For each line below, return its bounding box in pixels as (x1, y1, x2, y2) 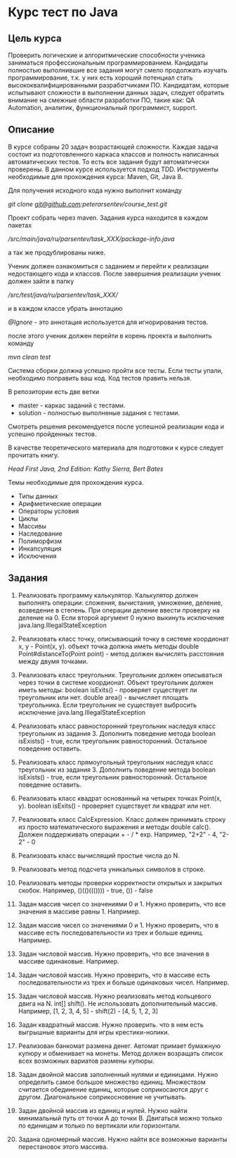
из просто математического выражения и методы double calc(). (18, 823, 211, 831)
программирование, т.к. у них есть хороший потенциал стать (8, 73, 193, 82)
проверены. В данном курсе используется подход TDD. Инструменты (8, 165, 218, 173)
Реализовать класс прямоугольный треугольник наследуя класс (18, 758, 214, 766)
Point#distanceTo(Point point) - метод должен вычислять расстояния (18, 649, 224, 658)
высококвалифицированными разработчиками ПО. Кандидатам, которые (8, 81, 229, 89)
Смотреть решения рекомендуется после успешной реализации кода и (8, 422, 224, 431)
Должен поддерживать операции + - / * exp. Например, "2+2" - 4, (18, 830, 218, 839)
